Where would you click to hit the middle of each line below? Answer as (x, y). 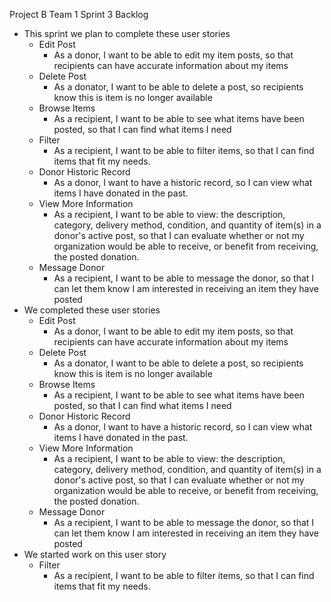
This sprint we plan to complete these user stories (127, 33)
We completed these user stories (92, 310)
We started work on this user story (95, 554)
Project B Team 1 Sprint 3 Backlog (79, 14)
